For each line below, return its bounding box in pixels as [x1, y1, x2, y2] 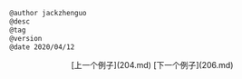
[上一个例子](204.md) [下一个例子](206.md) [71, 60, 234, 71]
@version [9, 34, 43, 43]
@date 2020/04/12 [9, 42, 75, 52]
